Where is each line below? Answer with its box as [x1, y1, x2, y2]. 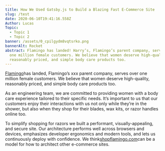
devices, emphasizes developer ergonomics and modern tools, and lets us [5, 131, 156, 137]
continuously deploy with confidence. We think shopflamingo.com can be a [5, 136, 155, 142]
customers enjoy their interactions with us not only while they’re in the [5, 101, 147, 107]
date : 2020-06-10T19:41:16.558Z [5, 16, 71, 21]
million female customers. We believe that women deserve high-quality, [5, 76, 150, 82]
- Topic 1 [9, 30, 29, 35]
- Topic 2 [9, 35, 29, 40]
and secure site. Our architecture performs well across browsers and [5, 126, 144, 132]
